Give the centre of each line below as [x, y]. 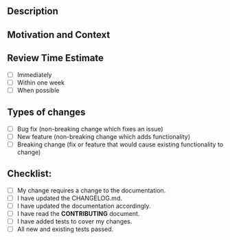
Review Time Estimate [56, 58]
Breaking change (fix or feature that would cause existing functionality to [120, 144]
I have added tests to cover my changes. [74, 221]
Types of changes [46, 112]
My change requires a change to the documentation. [91, 190]
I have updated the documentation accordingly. [84, 206]
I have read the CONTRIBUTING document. [78, 213]
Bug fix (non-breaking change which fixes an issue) [90, 129]
